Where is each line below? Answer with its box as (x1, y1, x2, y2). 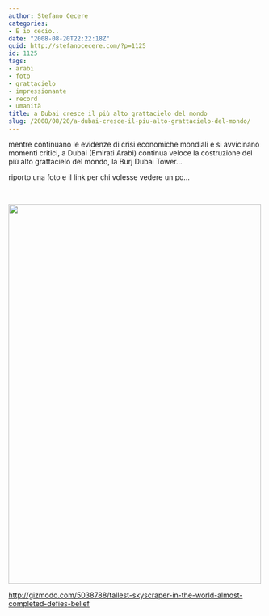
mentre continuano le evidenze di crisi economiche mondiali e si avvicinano (8, 139, 260, 149)
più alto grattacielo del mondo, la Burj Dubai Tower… (8, 156, 183, 166)
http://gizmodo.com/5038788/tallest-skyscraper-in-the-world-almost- (8, 590, 243, 600)
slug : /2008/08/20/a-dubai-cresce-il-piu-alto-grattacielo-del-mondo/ (8, 117, 251, 125)
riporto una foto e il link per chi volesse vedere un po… (8, 172, 190, 182)
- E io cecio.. (8, 27, 60, 35)
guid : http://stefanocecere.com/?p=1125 (8, 42, 147, 50)
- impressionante (8, 87, 67, 96)
